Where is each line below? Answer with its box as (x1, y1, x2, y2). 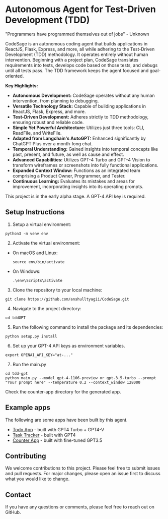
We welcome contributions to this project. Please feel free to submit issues (5, 465, 160, 471)
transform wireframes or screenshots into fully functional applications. (12, 162, 158, 168)
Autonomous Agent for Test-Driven (5, 4, 156, 15)
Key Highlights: (5, 82, 38, 89)
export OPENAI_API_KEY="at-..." (5, 352, 73, 358)
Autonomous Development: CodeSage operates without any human (12, 92, 155, 98)
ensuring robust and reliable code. (12, 119, 84, 125)
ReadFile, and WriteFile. (12, 130, 62, 136)
